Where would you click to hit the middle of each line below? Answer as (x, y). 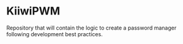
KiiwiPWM (33, 11)
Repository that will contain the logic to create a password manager (91, 28)
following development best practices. (54, 34)
